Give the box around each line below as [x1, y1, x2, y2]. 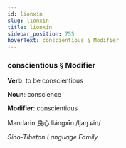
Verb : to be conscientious [7, 76, 84, 85]
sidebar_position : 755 [7, 30, 75, 38]
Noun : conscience [7, 90, 62, 99]
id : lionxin [7, 10, 43, 18]
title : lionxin [7, 23, 53, 31]
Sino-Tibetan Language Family [7, 133, 98, 142]
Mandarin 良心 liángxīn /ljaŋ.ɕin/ [7, 119, 101, 127]
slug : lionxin [7, 17, 50, 24]
